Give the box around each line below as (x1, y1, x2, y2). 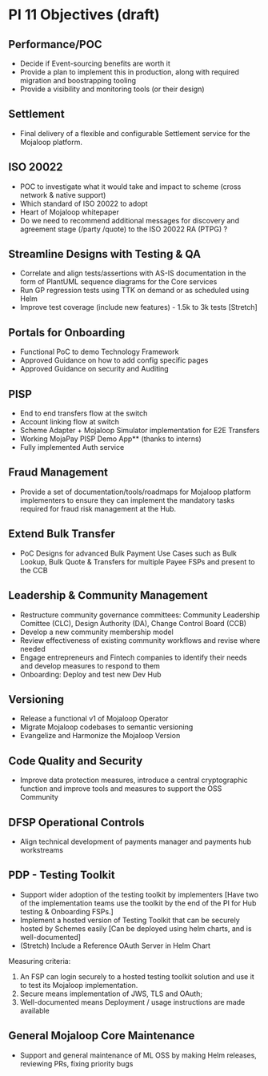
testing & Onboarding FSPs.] (19, 906, 114, 916)
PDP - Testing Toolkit (8, 869, 115, 882)
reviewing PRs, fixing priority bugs (19, 1058, 134, 1068)
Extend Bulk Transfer (8, 527, 116, 541)
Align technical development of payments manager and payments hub (19, 837, 252, 846)
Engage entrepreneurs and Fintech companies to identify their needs (19, 652, 247, 662)
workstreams (19, 845, 64, 854)
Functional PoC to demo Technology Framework (19, 347, 179, 357)
